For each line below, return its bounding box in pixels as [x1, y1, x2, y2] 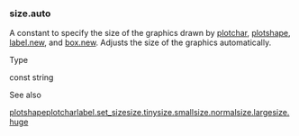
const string [9, 72, 54, 83]
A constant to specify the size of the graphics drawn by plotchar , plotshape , [9, 28, 291, 39]
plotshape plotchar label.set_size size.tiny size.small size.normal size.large [9, 107, 273, 118]
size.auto [9, 7, 51, 20]
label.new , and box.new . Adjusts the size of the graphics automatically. [9, 37, 272, 48]
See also [9, 89, 42, 101]
